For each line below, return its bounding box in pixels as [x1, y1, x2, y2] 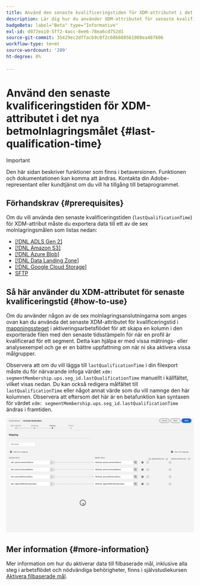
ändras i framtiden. [6, 406, 53, 413]
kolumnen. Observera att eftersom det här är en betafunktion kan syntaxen [6, 393, 190, 400]
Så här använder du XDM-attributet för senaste [6, 287, 185, 297]
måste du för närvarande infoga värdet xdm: [6, 368, 113, 375]
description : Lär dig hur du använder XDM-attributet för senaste [6, 15, 174, 22]
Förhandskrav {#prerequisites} [6, 198, 124, 208]
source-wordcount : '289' [6, 48, 68, 54]
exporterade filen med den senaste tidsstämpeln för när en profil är [6, 331, 171, 338]
